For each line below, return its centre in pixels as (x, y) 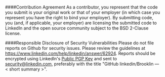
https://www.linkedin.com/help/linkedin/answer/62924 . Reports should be (80, 53)
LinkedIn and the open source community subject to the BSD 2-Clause (77, 28)
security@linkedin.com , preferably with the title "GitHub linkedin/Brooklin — (82, 64)
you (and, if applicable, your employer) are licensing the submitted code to (81, 23)
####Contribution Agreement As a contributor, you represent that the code (82, 7)
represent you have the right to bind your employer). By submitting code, (79, 18)
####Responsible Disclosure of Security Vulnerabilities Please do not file (80, 43)
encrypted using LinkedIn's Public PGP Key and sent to (61, 58)
